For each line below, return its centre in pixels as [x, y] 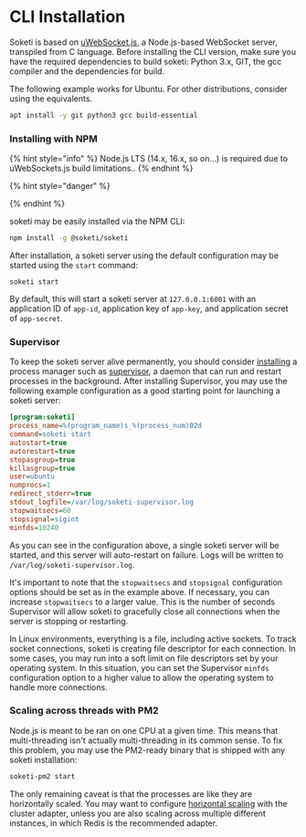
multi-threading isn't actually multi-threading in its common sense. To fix [146, 740]
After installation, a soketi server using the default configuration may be [144, 255]
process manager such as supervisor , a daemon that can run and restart [145, 371]
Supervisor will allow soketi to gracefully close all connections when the [145, 611]
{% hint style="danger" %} [60, 186]
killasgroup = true [42, 468]
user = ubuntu [32, 476]
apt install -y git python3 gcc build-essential [104, 115]
